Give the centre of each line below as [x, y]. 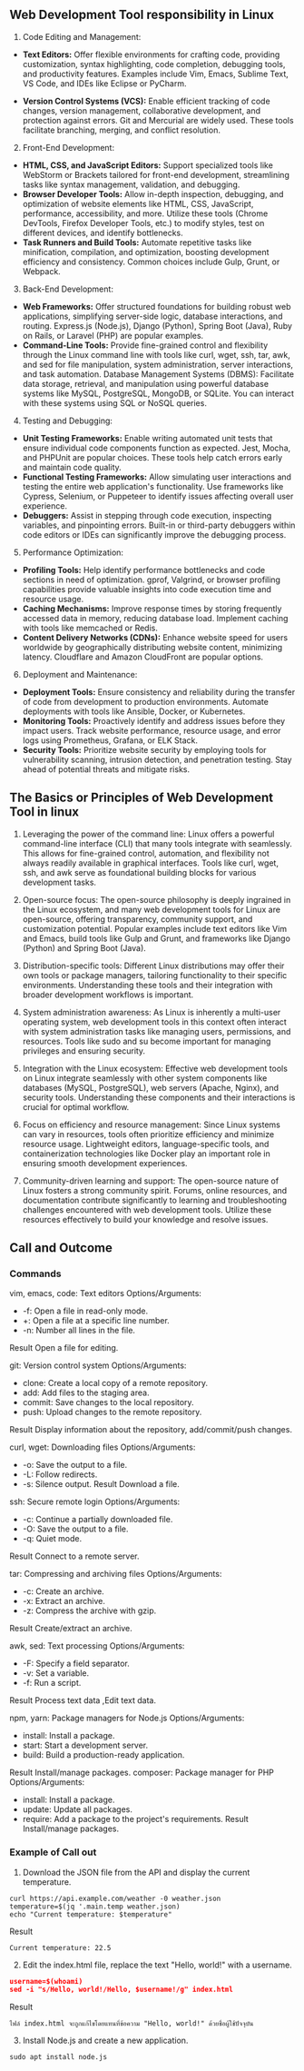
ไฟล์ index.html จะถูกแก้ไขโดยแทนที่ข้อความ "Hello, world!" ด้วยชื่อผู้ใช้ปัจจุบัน [132, 2024]
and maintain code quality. [72, 467]
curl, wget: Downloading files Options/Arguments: [103, 1447]
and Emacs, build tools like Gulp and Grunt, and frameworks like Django [156, 938]
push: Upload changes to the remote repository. [112, 1412]
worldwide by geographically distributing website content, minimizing [152, 647]
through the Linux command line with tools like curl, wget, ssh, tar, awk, [156, 354]
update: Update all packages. [78, 1809]
